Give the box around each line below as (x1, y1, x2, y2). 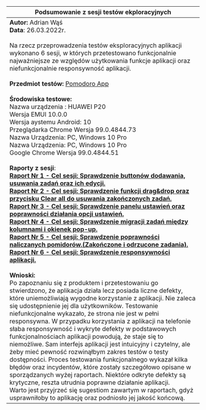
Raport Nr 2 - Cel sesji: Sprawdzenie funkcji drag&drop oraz (9, 187, 189, 195)
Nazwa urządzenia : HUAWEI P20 (9, 102, 106, 111)
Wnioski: (9, 271, 36, 279)
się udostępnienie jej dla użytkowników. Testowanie (9, 302, 158, 310)
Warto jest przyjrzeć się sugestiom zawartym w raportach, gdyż (9, 386, 194, 394)
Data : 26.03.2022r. (9, 26, 66, 34)
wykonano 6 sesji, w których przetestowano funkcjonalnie (9, 49, 177, 57)
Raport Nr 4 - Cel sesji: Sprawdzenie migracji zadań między (9, 218, 189, 226)
